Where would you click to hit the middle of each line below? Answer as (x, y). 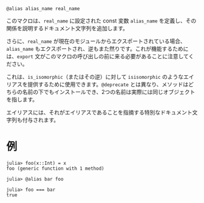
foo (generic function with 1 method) (55, 168)
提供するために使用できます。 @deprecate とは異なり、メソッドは (108, 84)
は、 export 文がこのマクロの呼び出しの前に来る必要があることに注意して (98, 56)
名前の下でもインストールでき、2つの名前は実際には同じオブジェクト (109, 92)
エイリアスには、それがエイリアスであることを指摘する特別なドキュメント (99, 112)
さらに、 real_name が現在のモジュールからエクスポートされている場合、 (96, 41)
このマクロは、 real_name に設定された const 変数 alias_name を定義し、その (101, 21)
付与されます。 (41, 120)
